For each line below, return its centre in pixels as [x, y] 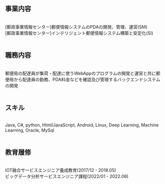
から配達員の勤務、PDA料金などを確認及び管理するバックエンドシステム [87, 79]
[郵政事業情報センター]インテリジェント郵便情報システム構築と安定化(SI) [79, 33]
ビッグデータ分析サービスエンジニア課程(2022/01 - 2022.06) [67, 177]
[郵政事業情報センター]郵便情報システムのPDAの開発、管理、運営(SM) [76, 27]
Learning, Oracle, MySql [30, 130]
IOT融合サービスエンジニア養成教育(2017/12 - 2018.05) [61, 170]
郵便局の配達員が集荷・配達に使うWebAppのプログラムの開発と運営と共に [81, 73]
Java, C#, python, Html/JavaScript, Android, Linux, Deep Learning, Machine [82, 125]
